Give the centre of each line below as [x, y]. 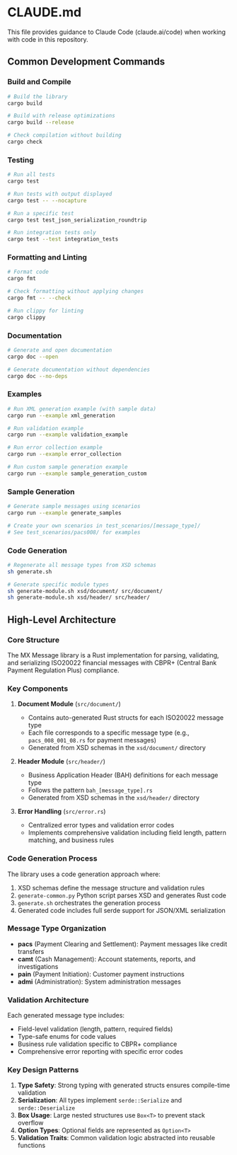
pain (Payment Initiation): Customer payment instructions [101, 974]
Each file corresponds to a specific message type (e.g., [109, 732]
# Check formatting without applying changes [75, 292]
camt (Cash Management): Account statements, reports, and [106, 959]
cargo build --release [41, 122]
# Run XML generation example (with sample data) [82, 409]
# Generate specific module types [58, 585]
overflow [30, 1123]
